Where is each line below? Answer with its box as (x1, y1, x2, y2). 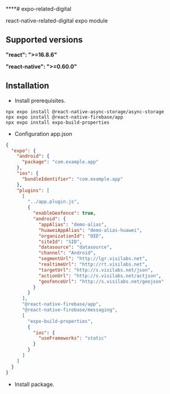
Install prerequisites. (14, 97, 66, 104)
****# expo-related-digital (5, 6, 71, 12)
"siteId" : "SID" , (38, 239, 83, 245)
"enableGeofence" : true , (32, 210, 96, 217)
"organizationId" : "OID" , (38, 232, 104, 239)
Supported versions (5, 35, 83, 45)
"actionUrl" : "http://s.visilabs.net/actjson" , (38, 272, 162, 279)
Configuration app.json (14, 130, 73, 137)
